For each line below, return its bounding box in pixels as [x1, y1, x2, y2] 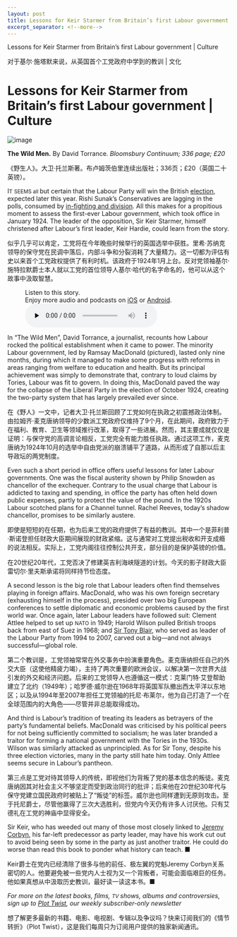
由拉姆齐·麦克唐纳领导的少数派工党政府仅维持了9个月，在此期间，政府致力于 [7, 417, 229, 425]
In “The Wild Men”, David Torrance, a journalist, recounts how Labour [7, 333, 209, 342]
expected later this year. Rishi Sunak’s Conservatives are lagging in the [7, 195, 213, 203]
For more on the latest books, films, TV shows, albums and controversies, [7, 892, 220, 900]
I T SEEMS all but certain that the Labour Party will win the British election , [7, 187, 216, 195]
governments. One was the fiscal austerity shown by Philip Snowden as [7, 473, 215, 482]
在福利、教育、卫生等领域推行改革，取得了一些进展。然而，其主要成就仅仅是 [7, 425, 230, 434]
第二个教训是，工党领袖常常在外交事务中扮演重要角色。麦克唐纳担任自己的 [7, 655, 224, 664]
